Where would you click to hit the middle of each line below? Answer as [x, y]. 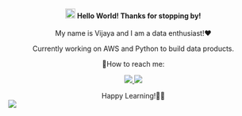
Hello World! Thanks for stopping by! [139, 15]
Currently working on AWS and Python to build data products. [133, 48]
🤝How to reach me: [133, 64]
